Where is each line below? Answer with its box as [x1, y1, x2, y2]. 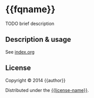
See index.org [5, 48, 35, 55]
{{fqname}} [5, 4, 56, 15]
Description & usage [5, 35, 72, 44]
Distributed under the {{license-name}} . [5, 87, 89, 93]
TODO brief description [5, 20, 55, 27]
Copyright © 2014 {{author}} [5, 77, 66, 83]
